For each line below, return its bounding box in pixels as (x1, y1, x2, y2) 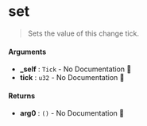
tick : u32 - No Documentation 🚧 (19, 73, 125, 82)
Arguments (8, 47, 47, 56)
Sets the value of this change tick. (27, 29, 139, 38)
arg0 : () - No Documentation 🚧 (19, 109, 125, 118)
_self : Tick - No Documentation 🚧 (19, 64, 132, 74)
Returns (8, 90, 36, 101)
